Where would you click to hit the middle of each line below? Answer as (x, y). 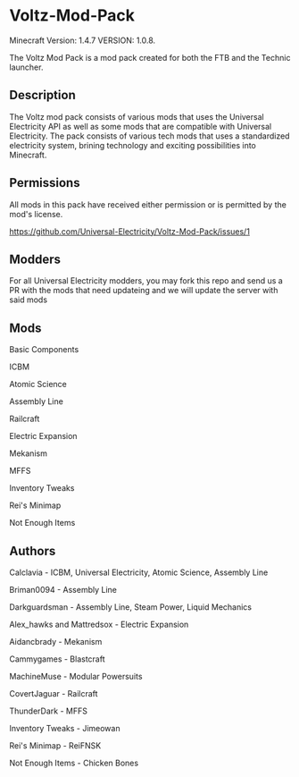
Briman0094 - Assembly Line (63, 590)
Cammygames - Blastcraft (57, 659)
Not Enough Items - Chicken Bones (74, 763)
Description (42, 95)
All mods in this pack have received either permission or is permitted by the (148, 204)
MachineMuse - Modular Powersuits (76, 676)
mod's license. (36, 214)
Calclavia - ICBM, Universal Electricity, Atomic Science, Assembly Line (139, 572)
